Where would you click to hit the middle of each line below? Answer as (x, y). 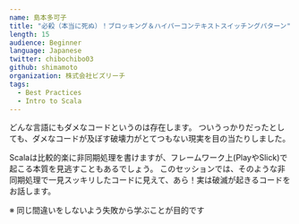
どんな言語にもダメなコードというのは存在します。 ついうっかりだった (140, 127)
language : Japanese (46, 51)
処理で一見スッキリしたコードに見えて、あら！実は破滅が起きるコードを (158, 180)
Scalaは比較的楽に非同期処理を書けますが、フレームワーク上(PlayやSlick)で (149, 158)
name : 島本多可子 (38, 17)
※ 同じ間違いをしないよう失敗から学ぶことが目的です (107, 211)
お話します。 (33, 191)
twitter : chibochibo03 (51, 59)
